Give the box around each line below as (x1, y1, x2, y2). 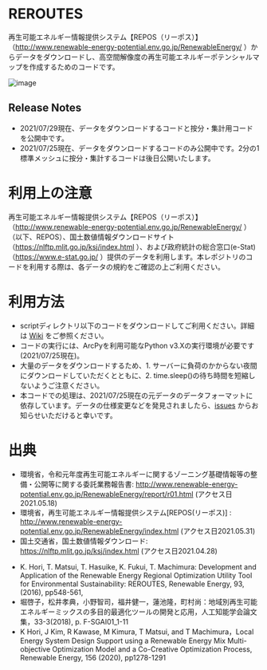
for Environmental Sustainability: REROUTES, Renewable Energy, (19, 579, 233, 589)
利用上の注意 (8, 184, 93, 202)
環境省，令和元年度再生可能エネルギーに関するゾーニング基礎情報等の (19, 469, 251, 479)
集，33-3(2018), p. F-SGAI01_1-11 (19, 617, 129, 626)
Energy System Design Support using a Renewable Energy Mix (19, 636, 226, 645)
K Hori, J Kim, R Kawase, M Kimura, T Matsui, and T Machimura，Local (19, 627, 254, 636)
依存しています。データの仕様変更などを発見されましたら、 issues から (19, 400, 252, 410)
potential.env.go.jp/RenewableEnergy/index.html (19, 526, 179, 535)
